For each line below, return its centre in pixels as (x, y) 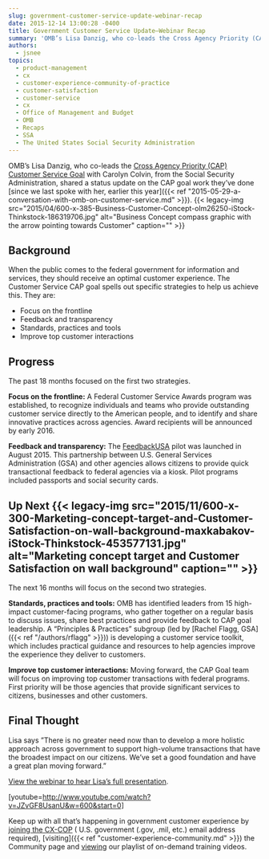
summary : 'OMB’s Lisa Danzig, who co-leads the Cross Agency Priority (128, 38)
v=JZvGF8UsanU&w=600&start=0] (66, 805)
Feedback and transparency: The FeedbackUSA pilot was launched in (125, 446)
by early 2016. (32, 431)
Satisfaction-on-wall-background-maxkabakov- (132, 531)
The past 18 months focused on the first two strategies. (99, 381)
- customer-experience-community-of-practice (93, 83)
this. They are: (32, 295)
